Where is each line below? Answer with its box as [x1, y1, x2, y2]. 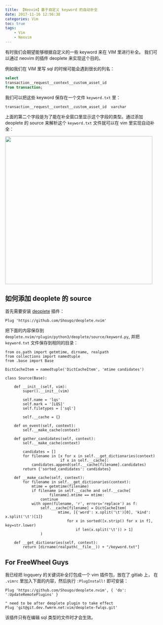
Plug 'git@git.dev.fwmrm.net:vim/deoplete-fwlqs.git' [5, 605, 118, 610]
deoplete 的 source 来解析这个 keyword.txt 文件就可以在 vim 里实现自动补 [5, 120, 155, 126]
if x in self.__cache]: [60, 458, 109, 463]
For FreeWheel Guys [5, 558, 69, 567]
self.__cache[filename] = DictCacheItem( [40, 506, 127, 511]
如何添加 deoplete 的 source [5, 294, 92, 302]
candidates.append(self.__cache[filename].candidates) [31, 462, 147, 468]
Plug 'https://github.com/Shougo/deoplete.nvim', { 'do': [5, 588, 127, 593]
